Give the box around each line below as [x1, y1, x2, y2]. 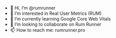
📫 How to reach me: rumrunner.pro [10, 27, 85, 33]
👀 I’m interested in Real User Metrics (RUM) [10, 10, 102, 16]
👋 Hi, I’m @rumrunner [10, 5, 56, 11]
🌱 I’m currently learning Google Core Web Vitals [10, 16, 111, 22]
